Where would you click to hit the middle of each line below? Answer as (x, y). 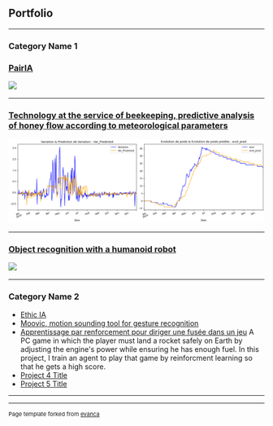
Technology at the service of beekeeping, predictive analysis (132, 115)
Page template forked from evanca (54, 414)
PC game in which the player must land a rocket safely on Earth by (131, 340)
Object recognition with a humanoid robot (92, 249)
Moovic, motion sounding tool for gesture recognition (109, 323)
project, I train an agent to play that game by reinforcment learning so (136, 358)
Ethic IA (33, 314)
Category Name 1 (43, 46)
